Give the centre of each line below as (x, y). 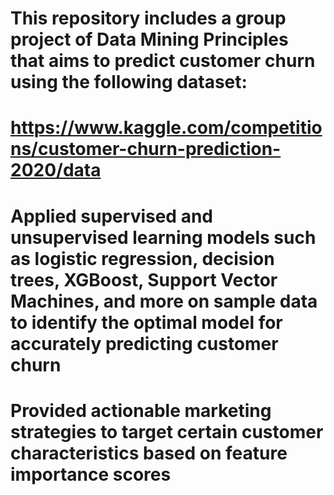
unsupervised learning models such (163, 237)
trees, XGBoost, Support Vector (144, 279)
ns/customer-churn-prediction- (146, 149)
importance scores (91, 474)
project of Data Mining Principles (149, 39)
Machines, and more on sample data (164, 301)
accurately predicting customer (144, 343)
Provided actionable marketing (141, 410)
